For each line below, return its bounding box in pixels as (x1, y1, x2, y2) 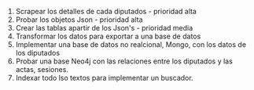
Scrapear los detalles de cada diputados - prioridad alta (15, 7, 197, 16)
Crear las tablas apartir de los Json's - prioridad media (15, 23, 193, 32)
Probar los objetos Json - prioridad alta (15, 15, 143, 24)
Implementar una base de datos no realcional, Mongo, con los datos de (15, 40, 246, 49)
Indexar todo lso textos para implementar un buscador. (15, 74, 194, 82)
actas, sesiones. (15, 65, 69, 74)
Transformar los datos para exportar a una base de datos (15, 31, 201, 41)
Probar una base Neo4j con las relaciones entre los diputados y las (15, 56, 234, 66)
